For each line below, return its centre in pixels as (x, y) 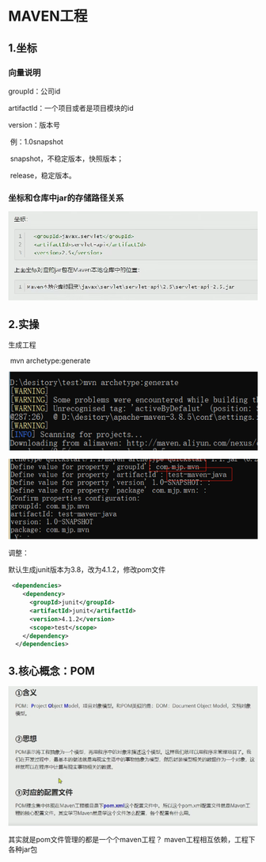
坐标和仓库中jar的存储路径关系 (66, 197)
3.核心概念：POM (51, 671)
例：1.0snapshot (36, 141)
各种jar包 (23, 849)
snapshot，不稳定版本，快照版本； (67, 158)
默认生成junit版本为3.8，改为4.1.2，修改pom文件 (87, 570)
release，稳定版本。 (43, 175)
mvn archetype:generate (50, 360)
